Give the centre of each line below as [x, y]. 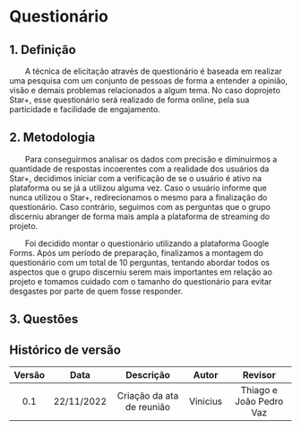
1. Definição [43, 50]
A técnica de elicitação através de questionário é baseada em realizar [154, 71]
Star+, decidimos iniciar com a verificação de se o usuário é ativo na [136, 178]
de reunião [148, 408]
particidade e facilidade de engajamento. [85, 109]
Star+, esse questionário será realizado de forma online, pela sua [129, 100]
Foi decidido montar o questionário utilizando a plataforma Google [147, 243]
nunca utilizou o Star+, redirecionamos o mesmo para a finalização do [138, 197]
